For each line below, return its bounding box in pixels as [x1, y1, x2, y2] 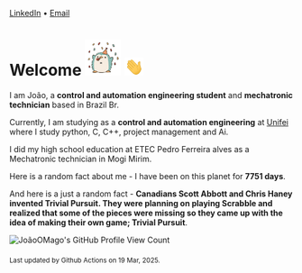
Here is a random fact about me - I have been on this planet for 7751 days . [9, 170, 286, 181]
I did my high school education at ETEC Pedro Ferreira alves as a [9, 143, 250, 154]
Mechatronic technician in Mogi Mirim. [9, 153, 152, 164]
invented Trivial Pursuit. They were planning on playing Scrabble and [9, 197, 273, 208]
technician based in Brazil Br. [9, 99, 120, 110]
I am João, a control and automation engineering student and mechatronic [9, 89, 293, 100]
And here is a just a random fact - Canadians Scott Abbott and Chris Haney [9, 188, 293, 199]
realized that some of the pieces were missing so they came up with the [9, 207, 284, 218]
